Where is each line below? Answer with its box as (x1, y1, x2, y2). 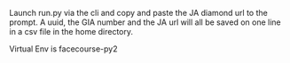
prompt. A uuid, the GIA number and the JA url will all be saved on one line (9, 17, 281, 28)
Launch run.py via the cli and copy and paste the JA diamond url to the (9, 8, 268, 18)
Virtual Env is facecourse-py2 (9, 43, 118, 54)
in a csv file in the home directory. (9, 27, 134, 36)
